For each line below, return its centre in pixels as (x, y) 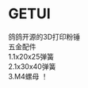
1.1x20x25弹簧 (31, 56)
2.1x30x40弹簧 (32, 66)
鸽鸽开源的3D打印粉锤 (44, 36)
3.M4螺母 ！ (28, 76)
